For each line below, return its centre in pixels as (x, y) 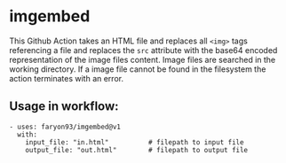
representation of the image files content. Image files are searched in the (143, 59)
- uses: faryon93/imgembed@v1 (65, 127)
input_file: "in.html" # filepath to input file (135, 142)
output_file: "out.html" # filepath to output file (137, 150)
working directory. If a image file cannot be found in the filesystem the (138, 69)
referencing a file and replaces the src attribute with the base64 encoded (143, 50)
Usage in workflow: (64, 107)
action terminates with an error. (67, 78)
